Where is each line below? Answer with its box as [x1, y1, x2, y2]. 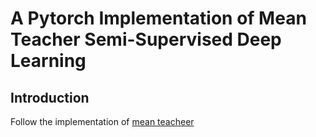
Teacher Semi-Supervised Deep [10, 28, 282, 51]
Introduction [10, 89, 90, 106]
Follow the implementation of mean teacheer [10, 116, 195, 127]
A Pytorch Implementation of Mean [10, 7, 307, 30]
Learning [10, 50, 87, 72]
